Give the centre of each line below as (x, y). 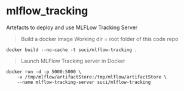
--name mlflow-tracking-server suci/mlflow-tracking (84, 82)
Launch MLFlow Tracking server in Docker (73, 61)
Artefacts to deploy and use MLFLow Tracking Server (72, 27)
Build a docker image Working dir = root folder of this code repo (99, 39)
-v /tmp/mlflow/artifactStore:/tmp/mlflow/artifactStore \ (92, 77)
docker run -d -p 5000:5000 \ (44, 72)
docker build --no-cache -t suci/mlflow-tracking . (72, 50)
